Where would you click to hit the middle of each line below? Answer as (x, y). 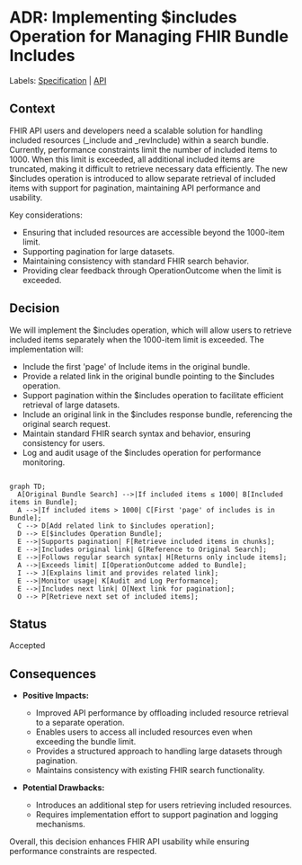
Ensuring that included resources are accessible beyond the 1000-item (153, 232)
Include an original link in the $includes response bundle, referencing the (157, 414)
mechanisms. (60, 825)
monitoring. (44, 462)
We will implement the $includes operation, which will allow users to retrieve (151, 330)
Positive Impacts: (56, 696)
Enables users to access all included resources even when (144, 732)
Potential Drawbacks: (63, 788)
